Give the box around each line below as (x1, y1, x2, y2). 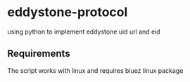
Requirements (7, 48, 70, 60)
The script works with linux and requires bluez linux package (7, 66, 184, 74)
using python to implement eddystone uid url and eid (7, 27, 160, 36)
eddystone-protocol (7, 4, 128, 20)
